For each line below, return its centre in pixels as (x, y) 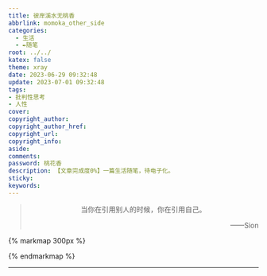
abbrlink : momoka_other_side (56, 23)
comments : (25, 156)
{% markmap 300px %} (47, 240)
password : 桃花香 (35, 164)
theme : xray (28, 68)
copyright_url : (33, 134)
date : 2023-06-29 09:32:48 (53, 75)
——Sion (244, 225)
